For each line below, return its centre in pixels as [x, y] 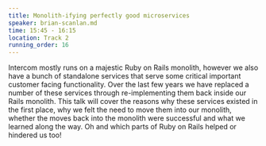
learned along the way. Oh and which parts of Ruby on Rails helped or [122, 127]
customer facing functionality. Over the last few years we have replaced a [129, 85]
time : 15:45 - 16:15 [42, 30]
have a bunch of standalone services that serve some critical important [125, 76]
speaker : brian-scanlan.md [53, 23]
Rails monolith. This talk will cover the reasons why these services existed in [133, 102]
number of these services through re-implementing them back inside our [127, 93]
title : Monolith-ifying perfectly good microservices [99, 15]
